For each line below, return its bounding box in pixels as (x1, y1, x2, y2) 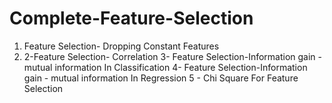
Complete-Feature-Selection (9, 7, 254, 30)
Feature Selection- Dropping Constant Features (23, 40, 220, 52)
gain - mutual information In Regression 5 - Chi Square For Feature (23, 72, 299, 84)
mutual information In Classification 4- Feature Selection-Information (23, 61, 308, 73)
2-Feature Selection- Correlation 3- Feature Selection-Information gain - (23, 50, 323, 62)
